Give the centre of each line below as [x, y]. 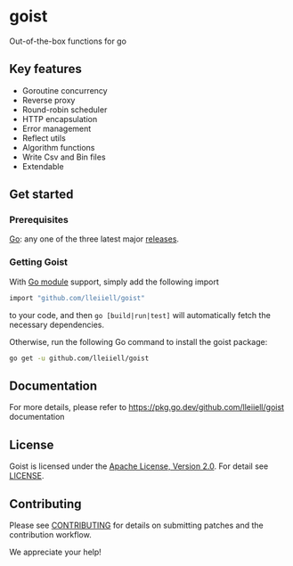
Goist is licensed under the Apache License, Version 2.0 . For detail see [139, 466]
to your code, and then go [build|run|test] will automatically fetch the [140, 315]
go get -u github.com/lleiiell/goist [79, 358]
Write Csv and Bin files [64, 157]
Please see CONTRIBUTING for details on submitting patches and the [137, 525]
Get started [41, 195]
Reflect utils [44, 138]
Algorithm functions [58, 147]
